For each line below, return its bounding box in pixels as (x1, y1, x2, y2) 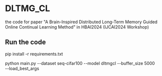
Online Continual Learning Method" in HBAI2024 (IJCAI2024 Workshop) (5, 24, 149, 30)
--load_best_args (5, 65, 40, 71)
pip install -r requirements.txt (5, 51, 63, 57)
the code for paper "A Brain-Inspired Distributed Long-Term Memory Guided (5, 19, 158, 25)
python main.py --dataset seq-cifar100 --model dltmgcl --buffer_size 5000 (5, 60, 155, 66)
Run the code (5, 38, 46, 46)
